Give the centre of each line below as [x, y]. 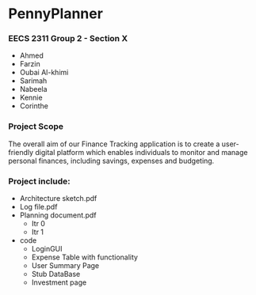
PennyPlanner [55, 14]
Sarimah [33, 81]
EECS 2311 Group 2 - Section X [68, 39]
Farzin [30, 64]
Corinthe [34, 106]
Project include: [39, 181]
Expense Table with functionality [85, 257]
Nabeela [33, 89]
